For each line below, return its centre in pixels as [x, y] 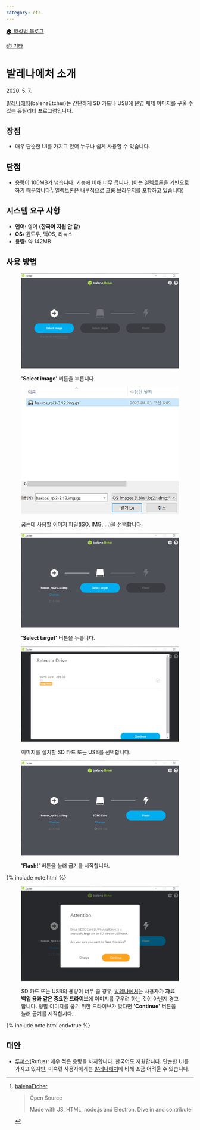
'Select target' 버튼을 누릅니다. [58, 638]
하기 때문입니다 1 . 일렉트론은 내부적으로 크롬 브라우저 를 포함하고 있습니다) [99, 190]
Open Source [46, 1098]
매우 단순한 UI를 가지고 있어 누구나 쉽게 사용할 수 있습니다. [82, 147]
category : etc [24, 13]
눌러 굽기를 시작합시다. [47, 1013]
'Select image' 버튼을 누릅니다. [58, 378]
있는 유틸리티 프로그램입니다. [40, 110]
